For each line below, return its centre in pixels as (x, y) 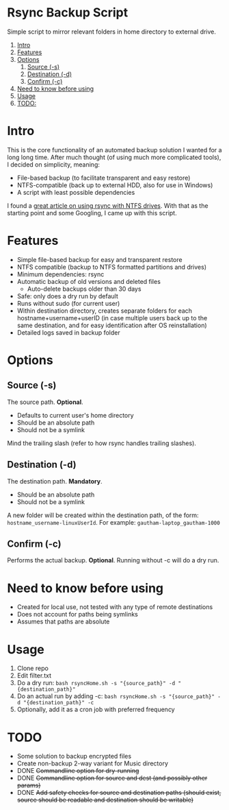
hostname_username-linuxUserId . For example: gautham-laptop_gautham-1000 (113, 522)
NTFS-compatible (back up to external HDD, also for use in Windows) (115, 185)
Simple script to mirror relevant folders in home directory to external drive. (112, 32)
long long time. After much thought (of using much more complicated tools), (114, 157)
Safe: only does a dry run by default (67, 296)
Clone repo (33, 668)
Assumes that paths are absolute (63, 621)
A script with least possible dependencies (76, 192)
